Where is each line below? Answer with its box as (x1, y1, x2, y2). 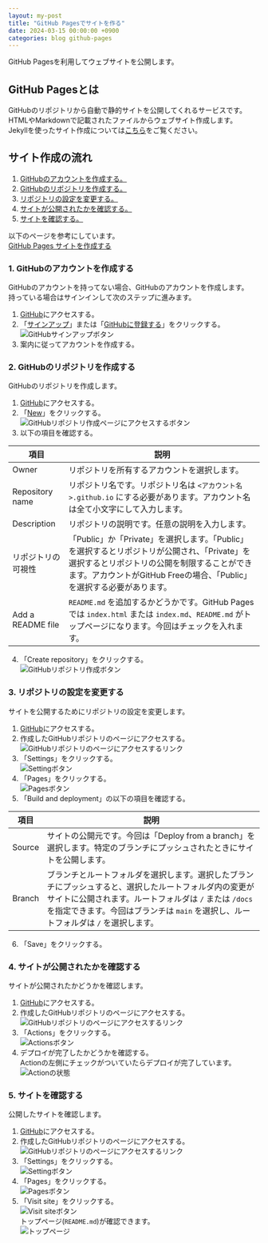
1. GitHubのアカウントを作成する (8, 263, 134, 274)
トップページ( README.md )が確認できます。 (19, 1217, 155, 1226)
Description (12, 518, 56, 529)
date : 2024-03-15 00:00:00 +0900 (8, 26, 120, 34)
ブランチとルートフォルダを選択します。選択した (46, 869, 230, 880)
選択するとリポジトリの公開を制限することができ (68, 558, 253, 569)
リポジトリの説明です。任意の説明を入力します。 (68, 519, 251, 530)
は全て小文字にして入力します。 (68, 503, 187, 515)
